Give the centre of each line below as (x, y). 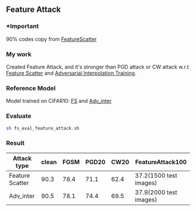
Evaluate (19, 116)
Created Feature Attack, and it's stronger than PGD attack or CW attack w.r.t (97, 67)
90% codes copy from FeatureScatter (52, 39)
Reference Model (31, 88)
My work (19, 54)
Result (15, 143)
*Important (22, 26)
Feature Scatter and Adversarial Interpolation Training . (71, 73)
